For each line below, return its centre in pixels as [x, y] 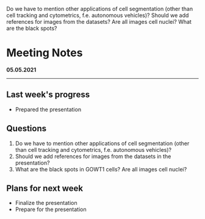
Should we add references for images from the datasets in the [93, 156]
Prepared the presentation [48, 109]
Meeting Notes [45, 53]
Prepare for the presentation [51, 209]
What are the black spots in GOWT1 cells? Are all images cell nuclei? [101, 169]
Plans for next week [45, 188]
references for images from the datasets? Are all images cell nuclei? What [99, 22]
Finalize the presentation [46, 203]
